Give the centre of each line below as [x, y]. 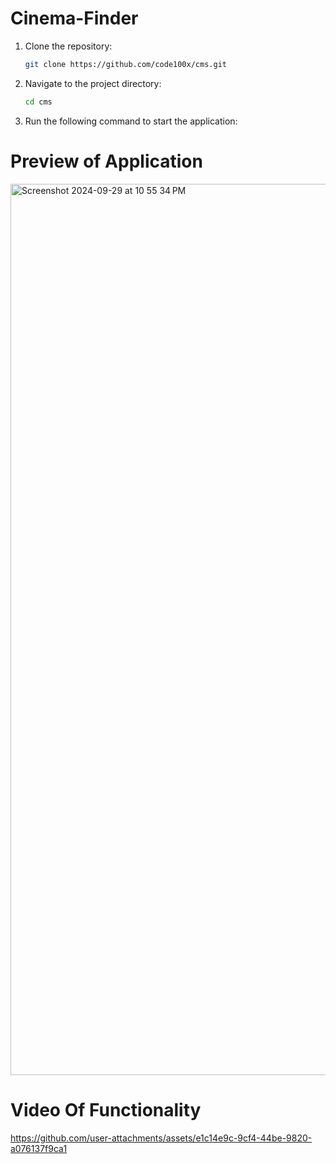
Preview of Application [106, 161]
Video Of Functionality [106, 1109]
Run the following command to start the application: [131, 121]
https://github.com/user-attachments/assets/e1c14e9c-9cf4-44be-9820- [161, 1138]
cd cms [38, 102]
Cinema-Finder [74, 18]
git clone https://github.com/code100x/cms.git [125, 64]
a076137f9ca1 [39, 1148]
